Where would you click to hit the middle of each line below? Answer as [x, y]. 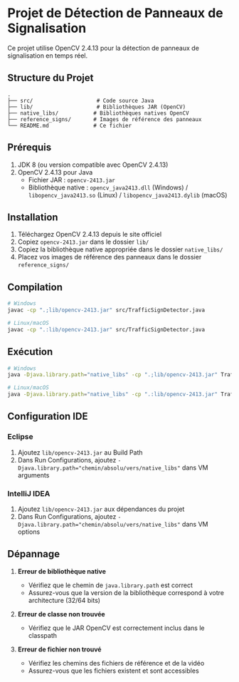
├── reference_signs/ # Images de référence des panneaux [105, 119]
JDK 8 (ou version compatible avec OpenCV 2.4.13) [93, 165]
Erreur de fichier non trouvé [59, 649]
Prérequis [30, 148]
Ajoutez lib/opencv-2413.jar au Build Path [80, 452]
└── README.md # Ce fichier [70, 125]
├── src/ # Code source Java [81, 100]
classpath [43, 635]
